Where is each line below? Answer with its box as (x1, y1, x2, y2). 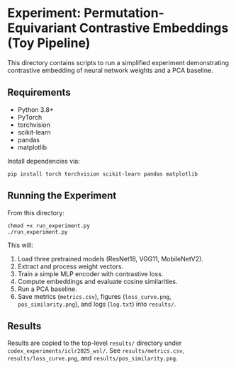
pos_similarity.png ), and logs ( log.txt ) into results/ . (17, 300, 176, 308)
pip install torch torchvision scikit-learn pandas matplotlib (7, 170, 198, 178)
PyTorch (17, 113, 43, 121)
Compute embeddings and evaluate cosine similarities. (17, 277, 178, 285)
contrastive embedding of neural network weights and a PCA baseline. (7, 66, 214, 74)
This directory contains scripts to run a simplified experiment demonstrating (7, 58, 229, 67)
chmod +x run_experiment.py (7, 222, 91, 229)
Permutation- (84, 5, 164, 21)
